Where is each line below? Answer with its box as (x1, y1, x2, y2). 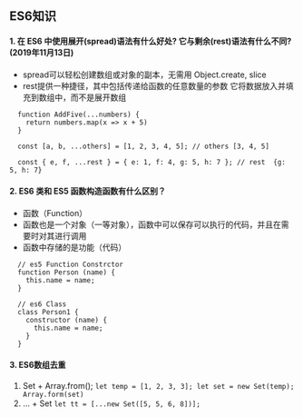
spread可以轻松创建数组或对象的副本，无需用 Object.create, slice (22, 69, 268, 80)
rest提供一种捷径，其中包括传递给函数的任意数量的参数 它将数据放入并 (22, 80, 286, 91)
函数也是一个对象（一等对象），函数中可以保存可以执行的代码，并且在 (22, 219, 281, 230)
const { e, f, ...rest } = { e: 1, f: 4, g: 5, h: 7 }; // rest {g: (17, 157, 286, 166)
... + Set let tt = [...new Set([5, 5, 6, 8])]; (22, 398, 201, 409)
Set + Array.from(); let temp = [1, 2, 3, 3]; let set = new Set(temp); (22, 381, 295, 391)
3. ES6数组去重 (9, 360, 66, 371)
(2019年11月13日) (9, 46, 74, 57)
